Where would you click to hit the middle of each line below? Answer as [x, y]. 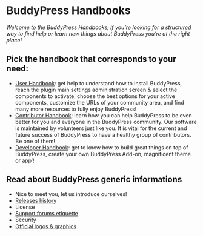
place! [14, 40]
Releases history [36, 200]
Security [25, 220]
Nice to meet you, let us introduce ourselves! [71, 194]
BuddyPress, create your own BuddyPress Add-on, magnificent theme [103, 154]
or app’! [25, 160]
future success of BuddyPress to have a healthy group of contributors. [103, 134]
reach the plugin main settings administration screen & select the [96, 90]
